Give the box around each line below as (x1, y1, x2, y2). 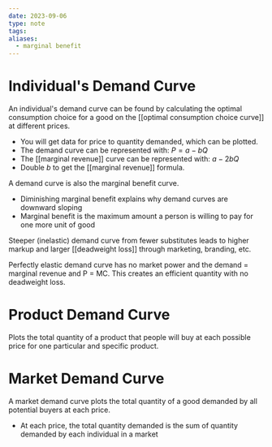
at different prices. (8, 121, 71, 131)
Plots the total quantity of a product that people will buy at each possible (8, 333, 252, 342)
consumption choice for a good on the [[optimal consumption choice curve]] (8, 113, 265, 122)
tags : (8, 27, 27, 35)
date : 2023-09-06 (8, 11, 67, 20)
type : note (8, 19, 45, 28)
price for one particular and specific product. (8, 342, 159, 350)
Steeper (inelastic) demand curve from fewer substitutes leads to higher (8, 236, 249, 246)
